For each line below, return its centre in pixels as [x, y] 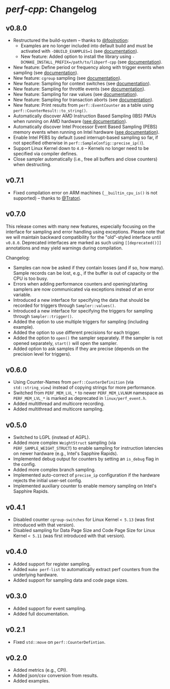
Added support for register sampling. [52, 564]
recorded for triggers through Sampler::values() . [64, 305]
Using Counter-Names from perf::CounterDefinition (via [73, 382]
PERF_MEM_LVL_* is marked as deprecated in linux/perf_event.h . [80, 398]
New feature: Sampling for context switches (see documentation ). [82, 83]
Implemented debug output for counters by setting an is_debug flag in [86, 459]
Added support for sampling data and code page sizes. [71, 580]
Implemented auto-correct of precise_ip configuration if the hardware [87, 475]
